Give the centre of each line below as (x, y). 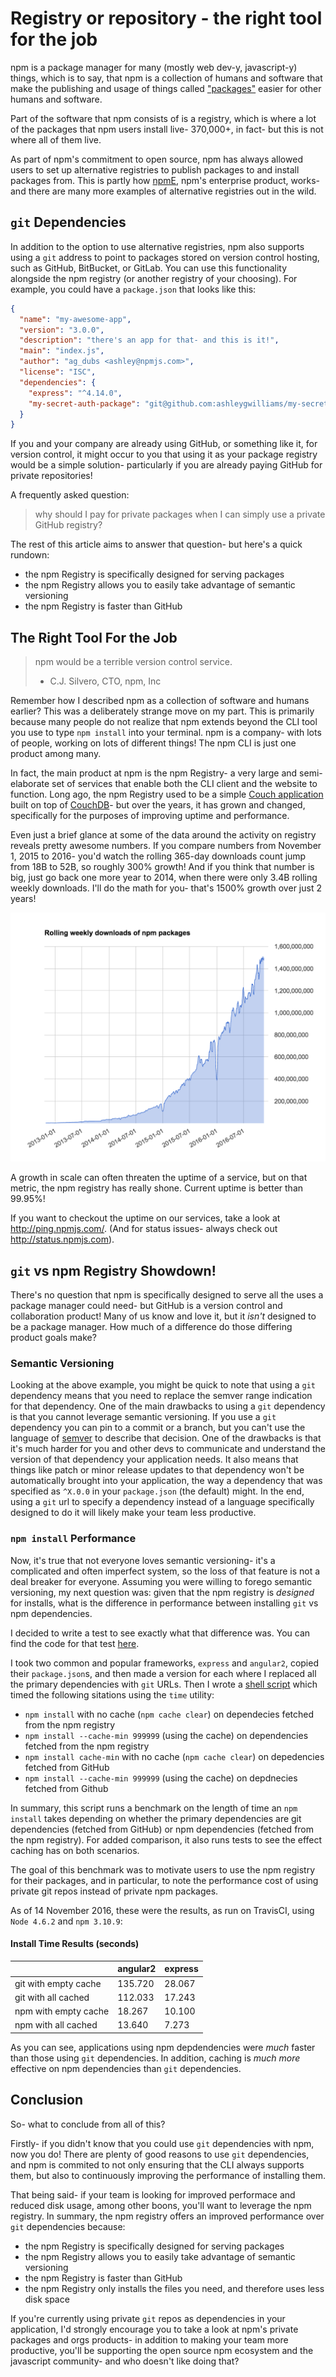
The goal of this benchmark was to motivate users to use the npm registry (163, 1869)
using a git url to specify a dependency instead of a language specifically (162, 1502)
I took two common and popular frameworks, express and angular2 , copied (164, 1663)
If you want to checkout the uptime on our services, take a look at (145, 1218)
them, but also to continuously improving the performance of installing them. (168, 2175)
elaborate (30, 784)
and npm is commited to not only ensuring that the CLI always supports (157, 2164)
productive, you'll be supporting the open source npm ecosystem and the (162, 2350)
